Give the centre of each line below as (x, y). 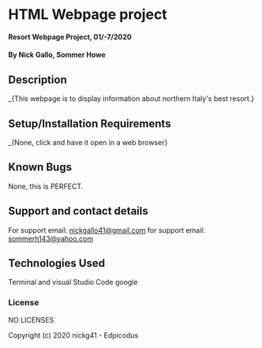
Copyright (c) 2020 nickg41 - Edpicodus (73, 335)
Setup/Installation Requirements (90, 123)
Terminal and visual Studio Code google (73, 283)
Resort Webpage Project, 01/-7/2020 (70, 36)
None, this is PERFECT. (46, 186)
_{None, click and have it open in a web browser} (88, 142)
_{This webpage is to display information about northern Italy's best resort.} (131, 99)
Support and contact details (78, 211)
